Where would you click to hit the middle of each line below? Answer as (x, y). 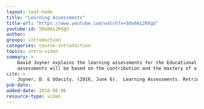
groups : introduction (34, 40)
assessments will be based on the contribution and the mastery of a (107, 68)
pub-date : (19, 85)
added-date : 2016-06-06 (36, 91)
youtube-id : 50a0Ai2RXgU (38, 29)
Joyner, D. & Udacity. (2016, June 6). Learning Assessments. (99, 79)
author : (16, 35)
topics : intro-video (32, 51)
